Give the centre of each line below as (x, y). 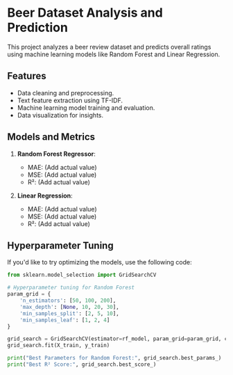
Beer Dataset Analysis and (85, 13)
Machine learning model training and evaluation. (86, 107)
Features (27, 76)
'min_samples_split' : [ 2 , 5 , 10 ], (69, 313)
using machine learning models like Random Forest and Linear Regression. (114, 54)
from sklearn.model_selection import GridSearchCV (82, 275)
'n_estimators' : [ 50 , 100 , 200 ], (68, 301)
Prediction (37, 27)
